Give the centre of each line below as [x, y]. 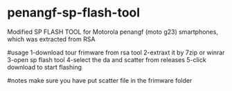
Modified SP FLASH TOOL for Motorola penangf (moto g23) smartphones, [113, 32]
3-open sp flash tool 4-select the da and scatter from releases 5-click [107, 59]
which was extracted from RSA [51, 39]
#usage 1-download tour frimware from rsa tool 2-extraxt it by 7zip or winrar [116, 52]
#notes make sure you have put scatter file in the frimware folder [100, 80]
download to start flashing [44, 67]
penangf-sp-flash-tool [74, 13]
